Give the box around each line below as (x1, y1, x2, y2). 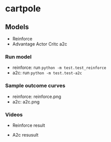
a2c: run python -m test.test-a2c (12, 70, 82, 76)
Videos (5, 111, 23, 118)
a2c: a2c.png (12, 98, 40, 104)
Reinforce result (12, 122, 45, 128)
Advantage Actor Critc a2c (12, 41, 67, 47)
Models (5, 23, 29, 31)
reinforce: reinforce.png (12, 94, 61, 99)
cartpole (5, 3, 41, 14)
